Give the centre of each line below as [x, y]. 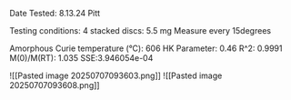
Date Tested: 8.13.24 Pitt [55, 13]
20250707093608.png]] [55, 85]
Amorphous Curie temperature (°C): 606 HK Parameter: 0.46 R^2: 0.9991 [146, 48]
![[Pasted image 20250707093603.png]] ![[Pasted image [116, 75]
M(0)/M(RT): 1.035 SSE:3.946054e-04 [81, 58]
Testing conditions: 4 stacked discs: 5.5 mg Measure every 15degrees [140, 30]
